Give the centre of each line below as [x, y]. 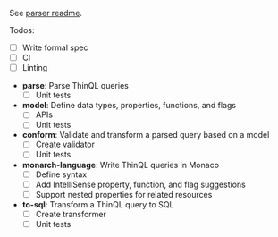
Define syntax [61, 174]
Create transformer [71, 214]
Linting [35, 68]
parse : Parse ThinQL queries [76, 86]
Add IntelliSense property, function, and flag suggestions [140, 184]
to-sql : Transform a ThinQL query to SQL [98, 204]
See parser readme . [46, 13]
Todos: [22, 30]
